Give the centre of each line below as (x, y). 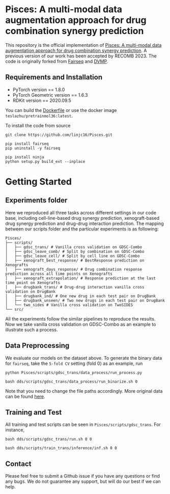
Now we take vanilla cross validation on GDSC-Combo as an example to (81, 324)
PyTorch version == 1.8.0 (39, 90)
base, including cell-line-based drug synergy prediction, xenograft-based (82, 218)
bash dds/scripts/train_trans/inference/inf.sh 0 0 (61, 448)
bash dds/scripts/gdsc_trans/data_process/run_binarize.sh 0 (72, 382)
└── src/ (15, 309)
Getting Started (39, 181)
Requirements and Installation (54, 77)
